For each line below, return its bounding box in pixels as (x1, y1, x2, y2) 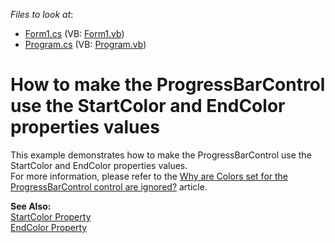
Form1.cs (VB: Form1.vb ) (24, 28, 125, 39)
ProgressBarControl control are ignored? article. (10, 180, 208, 193)
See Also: (10, 200, 52, 212)
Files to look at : (10, 9, 74, 20)
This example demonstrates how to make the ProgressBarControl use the (10, 149, 312, 161)
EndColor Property (10, 221, 88, 233)
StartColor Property (10, 210, 92, 223)
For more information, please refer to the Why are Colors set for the (10, 170, 288, 182)
